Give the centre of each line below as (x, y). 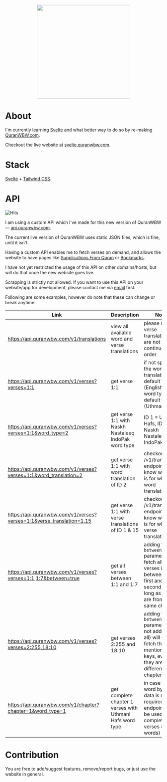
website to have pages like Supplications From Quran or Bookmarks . (75, 257)
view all (119, 326)
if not (150, 362)
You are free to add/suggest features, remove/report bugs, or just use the (80, 769)
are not (152, 342)
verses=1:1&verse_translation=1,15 (50, 521)
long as (152, 593)
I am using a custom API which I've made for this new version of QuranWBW (83, 222)
